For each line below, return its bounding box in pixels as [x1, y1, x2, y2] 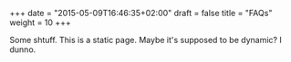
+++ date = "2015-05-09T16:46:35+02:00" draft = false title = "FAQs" [9, 8, 273, 18]
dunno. [9, 44, 36, 55]
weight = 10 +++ [9, 17, 71, 28]
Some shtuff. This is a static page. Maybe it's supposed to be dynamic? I [9, 35, 283, 45]
